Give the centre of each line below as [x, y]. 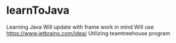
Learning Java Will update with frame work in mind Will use [80, 27]
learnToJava [38, 10]
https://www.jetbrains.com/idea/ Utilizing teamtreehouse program [88, 33]
